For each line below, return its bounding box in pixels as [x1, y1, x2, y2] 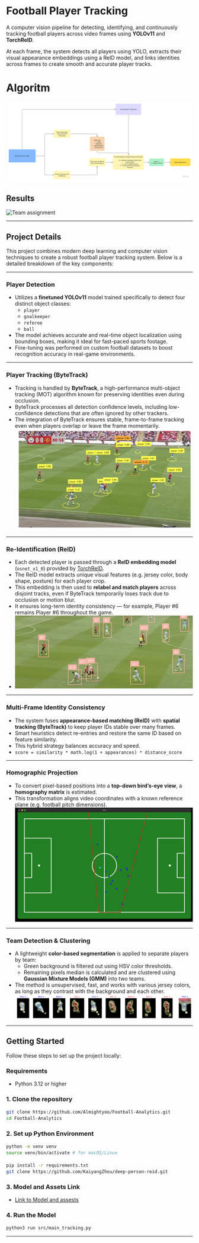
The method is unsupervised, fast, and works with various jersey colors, [14, 982, 191, 989]
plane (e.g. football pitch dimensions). [14, 801, 108, 808]
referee [23, 320, 43, 326]
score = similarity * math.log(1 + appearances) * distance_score [14, 749, 182, 755]
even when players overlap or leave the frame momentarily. [14, 422, 160, 429]
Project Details [6, 232, 62, 242]
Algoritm [6, 81, 50, 95]
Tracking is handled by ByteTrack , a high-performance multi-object [14, 384, 181, 392]
